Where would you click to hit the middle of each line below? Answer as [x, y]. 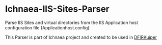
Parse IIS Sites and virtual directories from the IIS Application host [72, 22]
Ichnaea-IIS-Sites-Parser [57, 9]
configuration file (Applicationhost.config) [47, 27]
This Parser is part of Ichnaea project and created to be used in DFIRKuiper [81, 37]
